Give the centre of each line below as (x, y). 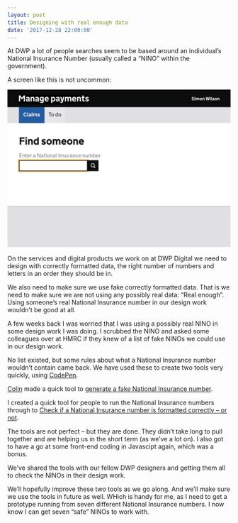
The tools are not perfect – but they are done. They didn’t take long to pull (115, 431)
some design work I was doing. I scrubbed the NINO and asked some (108, 331)
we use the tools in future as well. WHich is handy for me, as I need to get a (118, 496)
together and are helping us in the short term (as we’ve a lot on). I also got (115, 439)
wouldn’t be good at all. (41, 309)
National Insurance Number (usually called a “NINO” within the (98, 59)
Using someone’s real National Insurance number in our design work (107, 302)
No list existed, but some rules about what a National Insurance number (112, 360)
